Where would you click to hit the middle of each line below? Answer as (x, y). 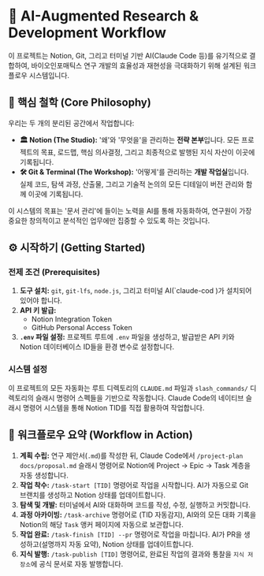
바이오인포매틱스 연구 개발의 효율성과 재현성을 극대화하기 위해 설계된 (136, 65)
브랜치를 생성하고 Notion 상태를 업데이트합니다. (92, 495)
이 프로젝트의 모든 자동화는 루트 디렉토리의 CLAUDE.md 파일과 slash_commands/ (128, 388)
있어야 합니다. (41, 301)
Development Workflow (87, 33)
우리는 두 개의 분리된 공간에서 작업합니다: (71, 123)
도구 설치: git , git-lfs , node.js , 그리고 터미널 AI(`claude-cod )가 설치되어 (136, 291)
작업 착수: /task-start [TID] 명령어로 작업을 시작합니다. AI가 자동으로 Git (134, 485)
